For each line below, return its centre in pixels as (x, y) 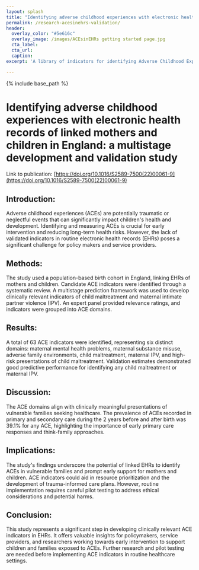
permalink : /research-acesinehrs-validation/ (63, 23)
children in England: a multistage (89, 145)
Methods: (24, 264)
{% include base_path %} (37, 83)
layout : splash (25, 12)
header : (16, 28)
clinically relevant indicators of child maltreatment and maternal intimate (94, 297)
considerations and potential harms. (50, 496)
